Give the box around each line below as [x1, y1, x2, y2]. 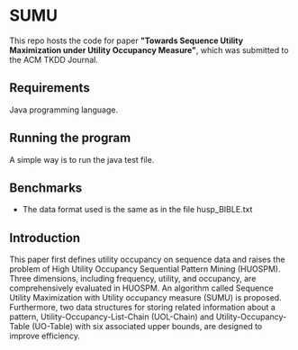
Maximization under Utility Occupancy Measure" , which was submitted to [9, 44, 290, 55]
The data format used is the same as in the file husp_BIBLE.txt [22, 204, 253, 215]
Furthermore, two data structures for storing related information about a [9, 302, 276, 313]
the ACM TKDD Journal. [9, 54, 99, 65]
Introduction [9, 230, 81, 246]
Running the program [9, 130, 131, 146]
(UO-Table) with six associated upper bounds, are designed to [31, 321, 263, 332]
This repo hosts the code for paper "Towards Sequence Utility [9, 35, 244, 46]
